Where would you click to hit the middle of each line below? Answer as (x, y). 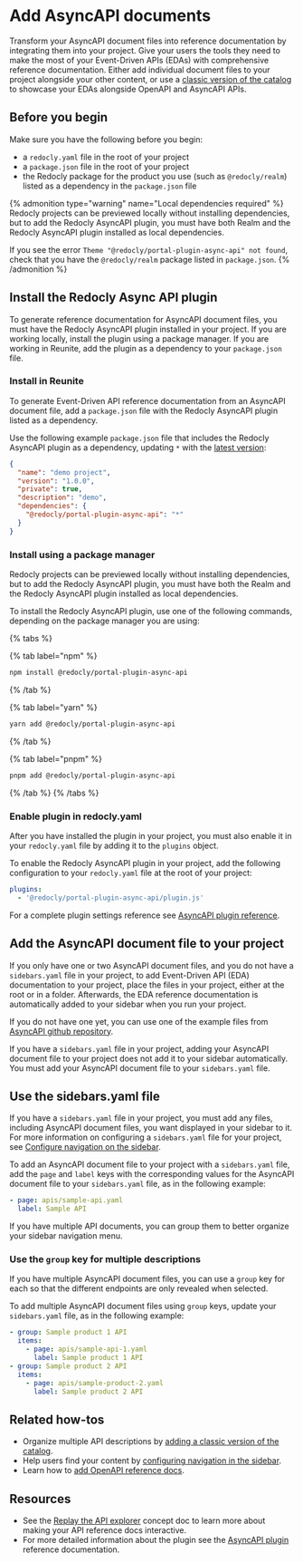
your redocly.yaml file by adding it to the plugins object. (114, 845)
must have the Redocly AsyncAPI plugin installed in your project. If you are (148, 329)
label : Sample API (52, 1209)
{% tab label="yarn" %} (53, 707)
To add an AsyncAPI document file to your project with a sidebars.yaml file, (150, 1164)
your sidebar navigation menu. (66, 1236)
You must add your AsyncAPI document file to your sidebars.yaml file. (140, 1068)
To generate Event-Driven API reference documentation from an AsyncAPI (148, 400)
